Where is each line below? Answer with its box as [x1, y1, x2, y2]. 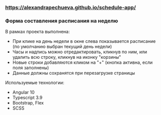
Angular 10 [12, 89, 35, 96]
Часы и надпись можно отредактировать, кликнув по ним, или [12, 49, 147, 55]
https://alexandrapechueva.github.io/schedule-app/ [5, 4, 136, 11]
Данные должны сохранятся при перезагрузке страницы [12, 70, 135, 76]
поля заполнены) [12, 65, 49, 71]
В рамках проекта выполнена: [5, 29, 70, 35]
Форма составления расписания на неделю [5, 17, 118, 24]
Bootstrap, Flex [12, 100, 44, 106]
